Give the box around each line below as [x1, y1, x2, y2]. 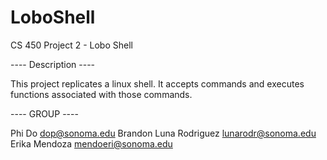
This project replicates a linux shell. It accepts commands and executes [10, 77, 305, 90]
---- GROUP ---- [10, 107, 79, 120]
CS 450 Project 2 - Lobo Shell [10, 39, 133, 51]
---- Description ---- [10, 58, 96, 70]
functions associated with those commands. [10, 88, 193, 100]
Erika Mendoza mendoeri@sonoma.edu [10, 137, 173, 150]
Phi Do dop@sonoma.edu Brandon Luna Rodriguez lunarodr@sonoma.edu [10, 127, 317, 139]
